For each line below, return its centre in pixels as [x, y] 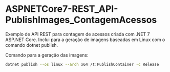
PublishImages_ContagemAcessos [81, 20]
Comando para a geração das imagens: [47, 55]
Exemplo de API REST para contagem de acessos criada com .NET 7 [78, 34]
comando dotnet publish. [32, 45]
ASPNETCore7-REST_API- [62, 9]
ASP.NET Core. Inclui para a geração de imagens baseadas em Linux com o [85, 40]
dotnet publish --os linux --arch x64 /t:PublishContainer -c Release [82, 64]
